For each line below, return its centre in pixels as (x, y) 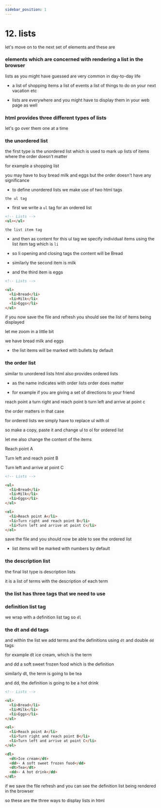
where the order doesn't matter (36, 157)
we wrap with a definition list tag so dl (43, 617)
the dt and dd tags (27, 630)
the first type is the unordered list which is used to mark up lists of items (77, 151)
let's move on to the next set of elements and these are (60, 47)
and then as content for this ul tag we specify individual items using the (83, 239)
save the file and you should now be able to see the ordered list (68, 539)
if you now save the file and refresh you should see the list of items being (78, 317)
